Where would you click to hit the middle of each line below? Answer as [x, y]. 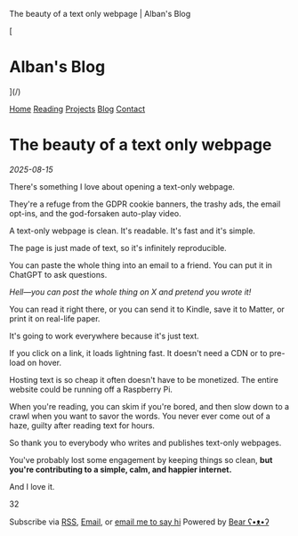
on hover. [44, 362]
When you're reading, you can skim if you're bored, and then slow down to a [149, 406]
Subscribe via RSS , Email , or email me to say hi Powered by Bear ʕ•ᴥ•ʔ [139, 522]
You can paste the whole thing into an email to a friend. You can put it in [141, 265]
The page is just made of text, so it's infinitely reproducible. [118, 248]
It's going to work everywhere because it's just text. [105, 336]
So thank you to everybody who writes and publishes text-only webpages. [145, 443]
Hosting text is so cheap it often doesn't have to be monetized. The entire [144, 379]
